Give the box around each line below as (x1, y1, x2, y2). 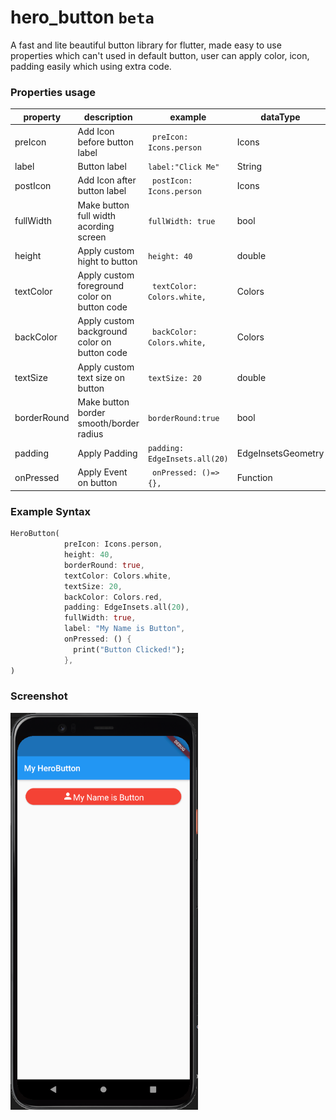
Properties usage (10, 85, 97, 99)
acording (77, 220, 115, 232)
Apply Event (77, 466, 128, 478)
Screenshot (10, 689, 68, 703)
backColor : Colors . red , (63, 592, 163, 602)
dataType (260, 111, 301, 123)
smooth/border (77, 417, 140, 429)
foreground (77, 280, 125, 292)
